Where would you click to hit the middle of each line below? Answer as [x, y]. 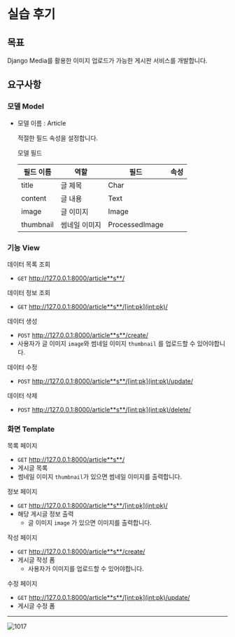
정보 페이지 [22, 492]
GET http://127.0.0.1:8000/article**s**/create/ [81, 552]
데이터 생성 [22, 321]
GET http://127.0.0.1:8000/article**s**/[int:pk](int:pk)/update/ [104, 598]
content [34, 198]
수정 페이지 [22, 584]
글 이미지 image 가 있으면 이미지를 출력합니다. [90, 523]
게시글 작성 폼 [36, 560]
